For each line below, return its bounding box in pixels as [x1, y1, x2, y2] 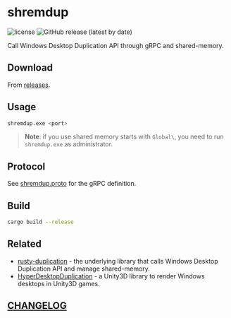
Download [7, 61, 53, 74]
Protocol [7, 160, 46, 172]
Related [7, 238, 42, 250]
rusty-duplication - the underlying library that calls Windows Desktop [17, 257, 218, 265]
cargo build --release [7, 218, 74, 226]
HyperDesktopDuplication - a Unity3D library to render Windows [17, 271, 206, 280]
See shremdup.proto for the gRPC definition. [7, 179, 137, 188]
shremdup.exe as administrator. [24, 140, 113, 148]
